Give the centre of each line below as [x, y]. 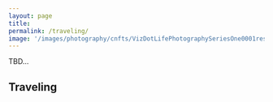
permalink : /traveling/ [49, 31]
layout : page [30, 16]
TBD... [19, 62]
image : [19, 38]
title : [19, 23]
